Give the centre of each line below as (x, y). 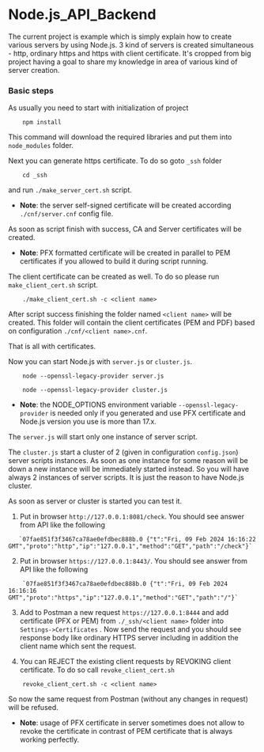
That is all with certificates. (52, 347)
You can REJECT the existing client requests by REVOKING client (125, 662)
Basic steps (31, 90)
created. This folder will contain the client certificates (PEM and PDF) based (132, 323)
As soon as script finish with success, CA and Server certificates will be (125, 229)
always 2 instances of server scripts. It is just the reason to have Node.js (126, 477)
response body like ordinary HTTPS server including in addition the (129, 638)
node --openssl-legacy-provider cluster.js (95, 390)
